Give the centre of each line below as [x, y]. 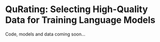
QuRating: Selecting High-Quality [77, 9]
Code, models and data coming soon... [45, 34]
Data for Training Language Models [80, 20]
